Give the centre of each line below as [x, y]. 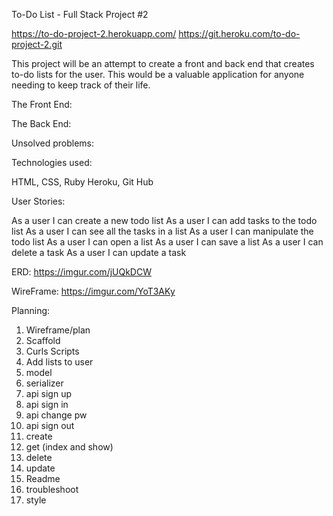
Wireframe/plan [58, 330]
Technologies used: [52, 162]
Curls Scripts [52, 351]
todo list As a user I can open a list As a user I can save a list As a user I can [167, 242]
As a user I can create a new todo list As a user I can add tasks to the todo [164, 220]
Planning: [31, 310]
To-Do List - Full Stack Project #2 [80, 14]
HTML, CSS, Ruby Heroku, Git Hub [82, 182]
